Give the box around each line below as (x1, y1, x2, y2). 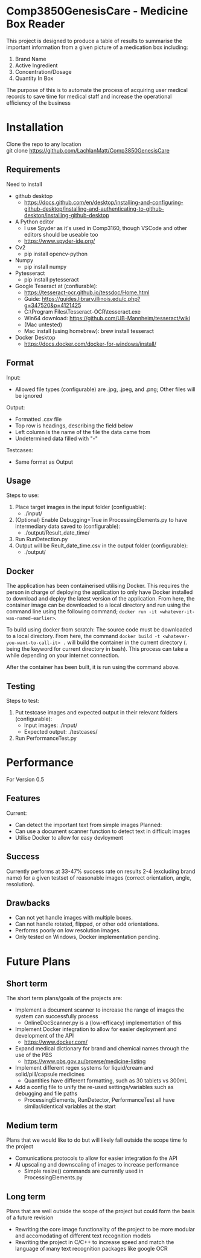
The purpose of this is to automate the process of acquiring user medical (6, 86, 188, 93)
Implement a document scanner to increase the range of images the (14, 1006, 185, 1013)
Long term (6, 1191, 46, 1202)
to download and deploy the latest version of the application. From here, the (6, 595, 195, 602)
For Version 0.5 (6, 776, 44, 783)
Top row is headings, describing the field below (14, 422, 133, 429)
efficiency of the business (6, 99, 71, 107)
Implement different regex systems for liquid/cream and (14, 1064, 154, 1072)
